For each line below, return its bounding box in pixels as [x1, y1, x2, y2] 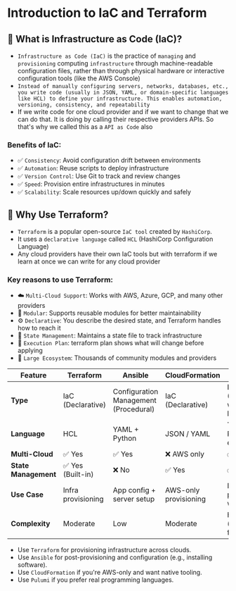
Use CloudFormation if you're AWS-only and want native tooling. [17, 568, 202, 577]
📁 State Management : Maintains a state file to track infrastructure [17, 331, 202, 340]
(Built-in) [63, 470, 94, 480]
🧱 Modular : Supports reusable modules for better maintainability [17, 309, 202, 318]
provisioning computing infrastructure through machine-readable [17, 59, 213, 68]
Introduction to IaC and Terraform [7, 5, 207, 21]
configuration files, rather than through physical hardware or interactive [17, 67, 225, 75]
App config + [112, 485, 156, 495]
